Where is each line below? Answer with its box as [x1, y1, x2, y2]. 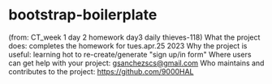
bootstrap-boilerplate [8, 6, 158, 24]
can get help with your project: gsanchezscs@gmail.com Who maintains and [8, 58, 265, 68]
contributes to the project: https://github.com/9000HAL [8, 66, 194, 76]
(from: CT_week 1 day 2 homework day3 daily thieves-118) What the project [8, 32, 261, 42]
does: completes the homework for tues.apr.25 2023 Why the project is [8, 40, 248, 50]
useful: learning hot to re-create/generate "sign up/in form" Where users [8, 49, 252, 59]
